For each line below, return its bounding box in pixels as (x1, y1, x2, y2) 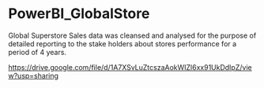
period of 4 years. (8, 47, 67, 57)
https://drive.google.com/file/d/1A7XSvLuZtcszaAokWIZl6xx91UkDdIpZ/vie (8, 62, 252, 71)
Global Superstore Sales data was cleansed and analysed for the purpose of (8, 31, 257, 40)
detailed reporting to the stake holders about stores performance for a (8, 38, 237, 48)
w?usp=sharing (8, 71, 59, 80)
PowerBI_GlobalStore (8, 5, 150, 23)
